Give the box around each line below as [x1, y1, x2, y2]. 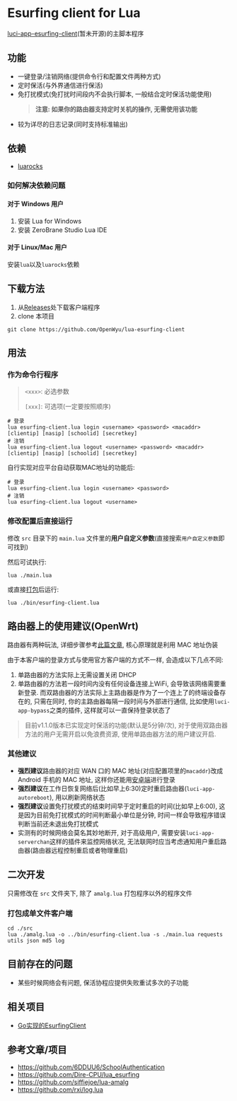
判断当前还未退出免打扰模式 [17, 819, 99, 828]
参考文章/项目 [7, 1044, 67, 1056]
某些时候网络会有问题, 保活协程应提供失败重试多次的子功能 [17, 978, 189, 986]
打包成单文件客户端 [7, 908, 73, 918]
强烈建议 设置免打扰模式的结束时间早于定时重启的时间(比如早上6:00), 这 [17, 802, 226, 810]
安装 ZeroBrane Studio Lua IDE [17, 225, 108, 234]
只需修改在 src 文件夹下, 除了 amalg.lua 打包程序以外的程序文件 [7, 889, 192, 897]
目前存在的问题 [7, 958, 73, 970]
